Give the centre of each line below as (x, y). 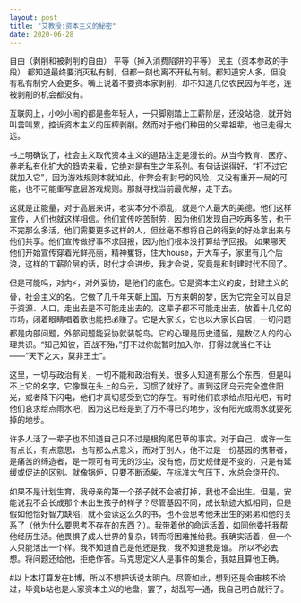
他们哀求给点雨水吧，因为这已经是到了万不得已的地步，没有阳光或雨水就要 (146, 408)
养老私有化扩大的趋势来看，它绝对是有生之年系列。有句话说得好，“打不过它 (149, 166)
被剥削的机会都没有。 (48, 94)
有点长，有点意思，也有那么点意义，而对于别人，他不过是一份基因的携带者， (150, 450)
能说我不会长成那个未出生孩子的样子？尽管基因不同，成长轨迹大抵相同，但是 (150, 502)
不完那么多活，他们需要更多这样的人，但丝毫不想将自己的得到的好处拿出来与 (150, 231)
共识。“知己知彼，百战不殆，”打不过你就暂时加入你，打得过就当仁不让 (144, 345)
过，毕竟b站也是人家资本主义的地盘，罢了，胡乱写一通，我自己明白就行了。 (149, 590)
